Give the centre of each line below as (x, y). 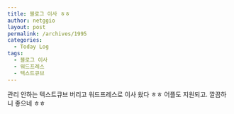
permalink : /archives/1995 (47, 34)
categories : (25, 40)
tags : (15, 54)
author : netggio (31, 21)
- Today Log (32, 47)
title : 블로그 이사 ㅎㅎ (39, 14)
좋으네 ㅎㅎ (30, 103)
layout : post (27, 27)
